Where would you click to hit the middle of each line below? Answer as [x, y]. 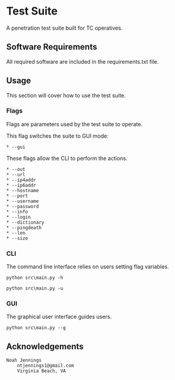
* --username [23, 201]
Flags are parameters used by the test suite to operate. [75, 124]
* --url [16, 175]
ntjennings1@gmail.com [46, 366]
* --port [17, 196]
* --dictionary [25, 222]
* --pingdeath [24, 228]
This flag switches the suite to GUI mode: [57, 136]
